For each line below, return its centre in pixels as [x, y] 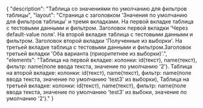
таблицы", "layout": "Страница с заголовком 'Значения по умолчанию [97, 15]
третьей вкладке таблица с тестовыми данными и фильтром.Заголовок [99, 47]
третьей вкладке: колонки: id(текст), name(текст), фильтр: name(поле [96, 86]
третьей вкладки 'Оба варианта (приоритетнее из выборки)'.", [87, 53]
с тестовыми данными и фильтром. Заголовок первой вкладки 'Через [97, 28]
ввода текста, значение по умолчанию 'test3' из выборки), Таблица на [98, 79]
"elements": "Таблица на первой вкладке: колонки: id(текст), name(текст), [102, 60]
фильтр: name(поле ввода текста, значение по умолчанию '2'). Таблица [99, 66]
